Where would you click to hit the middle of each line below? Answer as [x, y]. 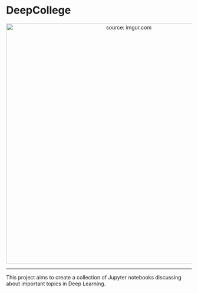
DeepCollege [39, 10]
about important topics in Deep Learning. [56, 284]
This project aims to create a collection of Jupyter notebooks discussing [94, 277]
